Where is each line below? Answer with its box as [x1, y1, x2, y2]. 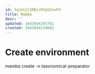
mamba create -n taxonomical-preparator [5, 63, 90, 69]
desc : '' [5, 16, 23, 21]
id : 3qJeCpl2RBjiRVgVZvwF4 [5, 7, 61, 12]
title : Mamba [5, 12, 32, 17]
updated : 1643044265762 [5, 21, 54, 26]
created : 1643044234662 [5, 26, 54, 31]
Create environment [5, 47, 90, 58]
